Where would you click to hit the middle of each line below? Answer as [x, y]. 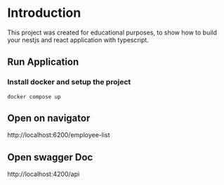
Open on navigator [49, 119]
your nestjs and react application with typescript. [78, 39]
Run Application [43, 62]
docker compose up [34, 96]
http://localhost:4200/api [44, 174]
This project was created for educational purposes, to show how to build [112, 32]
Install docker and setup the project [69, 82]
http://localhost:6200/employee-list [59, 135]
